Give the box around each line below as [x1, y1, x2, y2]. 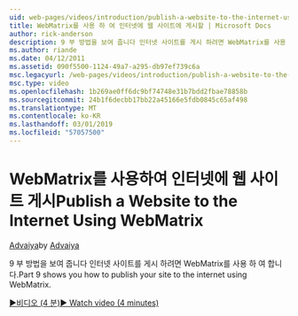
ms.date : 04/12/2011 [9, 54, 86, 63]
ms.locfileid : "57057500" [9, 128, 105, 137]
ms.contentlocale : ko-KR [9, 112, 101, 120]
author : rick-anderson [9, 29, 93, 38]
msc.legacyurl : [9, 71, 66, 80]
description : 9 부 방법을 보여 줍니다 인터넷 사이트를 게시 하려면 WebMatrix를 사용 [9, 37, 286, 47]
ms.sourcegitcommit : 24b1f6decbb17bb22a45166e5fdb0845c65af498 [9, 95, 248, 104]
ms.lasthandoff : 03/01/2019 [9, 120, 114, 129]
